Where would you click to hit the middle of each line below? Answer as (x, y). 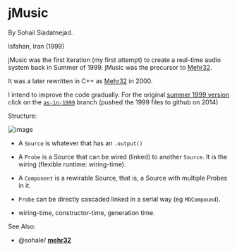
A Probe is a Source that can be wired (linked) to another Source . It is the (123, 157)
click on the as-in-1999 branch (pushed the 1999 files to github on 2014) (113, 102)
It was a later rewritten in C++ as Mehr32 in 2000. (80, 81)
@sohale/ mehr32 (45, 240)
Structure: (23, 116)
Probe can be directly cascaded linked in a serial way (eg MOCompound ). (119, 199)
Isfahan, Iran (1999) (36, 46)
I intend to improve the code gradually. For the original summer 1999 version (119, 94)
